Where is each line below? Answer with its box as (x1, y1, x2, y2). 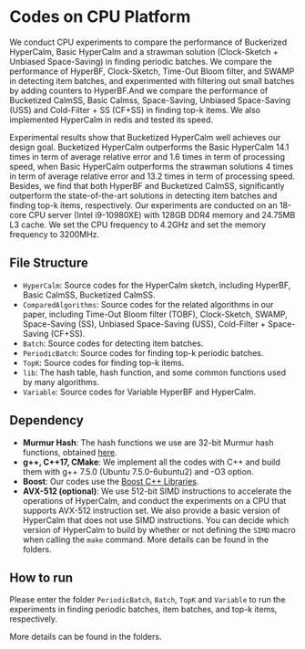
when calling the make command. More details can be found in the (22, 534, 269, 545)
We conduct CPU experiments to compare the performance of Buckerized (9, 37, 288, 47)
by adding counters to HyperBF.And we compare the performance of (9, 85, 269, 96)
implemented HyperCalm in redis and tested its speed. (9, 114, 214, 125)
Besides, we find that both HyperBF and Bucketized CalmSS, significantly (9, 180, 285, 191)
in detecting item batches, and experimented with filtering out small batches (9, 75, 295, 86)
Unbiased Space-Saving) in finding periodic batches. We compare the (9, 56, 272, 67)
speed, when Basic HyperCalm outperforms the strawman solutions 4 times (9, 161, 294, 172)
